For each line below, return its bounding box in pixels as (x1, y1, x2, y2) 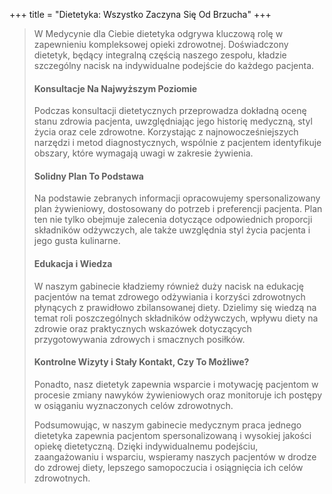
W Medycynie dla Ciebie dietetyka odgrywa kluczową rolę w (33, 28, 284, 39)
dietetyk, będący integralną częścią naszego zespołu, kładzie (33, 49, 287, 61)
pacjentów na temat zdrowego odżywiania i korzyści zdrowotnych (33, 290, 306, 303)
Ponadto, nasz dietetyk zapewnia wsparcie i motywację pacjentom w (33, 378, 319, 390)
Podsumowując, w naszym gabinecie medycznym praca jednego (33, 419, 302, 431)
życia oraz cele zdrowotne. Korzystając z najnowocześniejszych (33, 126, 299, 138)
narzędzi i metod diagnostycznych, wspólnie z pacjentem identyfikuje (33, 137, 322, 149)
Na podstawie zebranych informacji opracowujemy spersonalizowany (33, 192, 321, 204)
